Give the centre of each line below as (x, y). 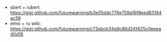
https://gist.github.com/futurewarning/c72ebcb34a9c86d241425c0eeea (86, 29)
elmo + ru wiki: (26, 23)
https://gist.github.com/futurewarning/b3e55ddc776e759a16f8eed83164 (86, 13)
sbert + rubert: (25, 7)
